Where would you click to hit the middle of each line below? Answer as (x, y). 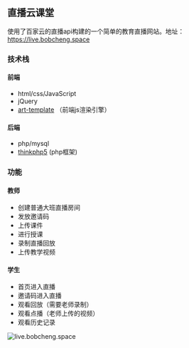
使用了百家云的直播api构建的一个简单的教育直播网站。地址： (96, 31)
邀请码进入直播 (39, 296)
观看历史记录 (36, 322)
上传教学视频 (36, 252)
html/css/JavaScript (47, 93)
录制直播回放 (36, 243)
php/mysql (33, 144)
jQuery (27, 101)
